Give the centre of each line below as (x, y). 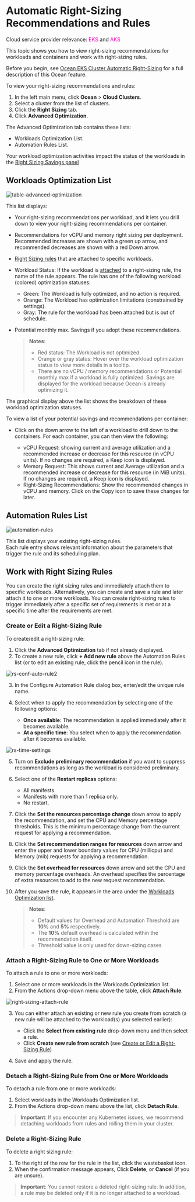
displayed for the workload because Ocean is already (102, 384)
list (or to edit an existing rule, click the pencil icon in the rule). (89, 662)
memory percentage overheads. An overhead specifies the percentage (100, 874)
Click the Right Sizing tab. (46, 109)
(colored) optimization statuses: (53, 282)
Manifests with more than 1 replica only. (70, 796)
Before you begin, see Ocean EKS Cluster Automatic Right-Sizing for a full (95, 68)
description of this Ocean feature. (47, 74)
